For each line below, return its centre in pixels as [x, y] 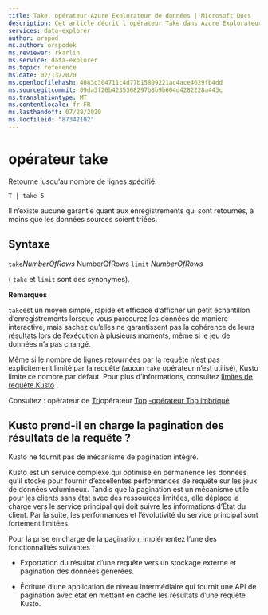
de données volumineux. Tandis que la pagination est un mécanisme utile [129, 490]
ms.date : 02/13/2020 [43, 75]
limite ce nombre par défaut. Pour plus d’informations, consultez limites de [130, 376]
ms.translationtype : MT [48, 97]
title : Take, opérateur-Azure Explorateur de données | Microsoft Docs [130, 16]
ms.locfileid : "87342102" [51, 120]
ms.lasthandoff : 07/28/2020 [55, 113]
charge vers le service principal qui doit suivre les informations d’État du [127, 506]
